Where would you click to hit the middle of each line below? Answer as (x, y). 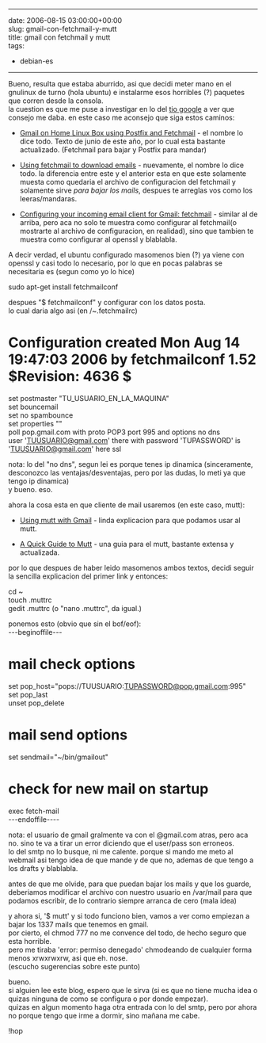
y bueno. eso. (30, 489)
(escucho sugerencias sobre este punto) (74, 966)
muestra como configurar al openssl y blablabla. (98, 239)
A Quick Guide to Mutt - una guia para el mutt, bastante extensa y (127, 544)
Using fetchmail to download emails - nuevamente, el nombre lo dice (131, 165)
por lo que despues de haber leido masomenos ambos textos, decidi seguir (131, 567)
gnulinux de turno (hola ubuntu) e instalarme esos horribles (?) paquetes (127, 92)
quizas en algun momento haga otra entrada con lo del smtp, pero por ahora (133, 1007)
